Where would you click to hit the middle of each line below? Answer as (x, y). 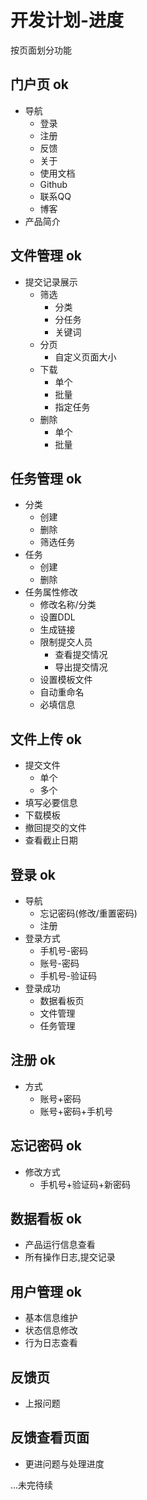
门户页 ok (40, 84)
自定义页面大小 (85, 357)
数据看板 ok (46, 1219)
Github (53, 184)
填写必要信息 (51, 803)
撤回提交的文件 (55, 828)
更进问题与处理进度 (64, 1463)
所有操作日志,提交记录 (70, 1257)
